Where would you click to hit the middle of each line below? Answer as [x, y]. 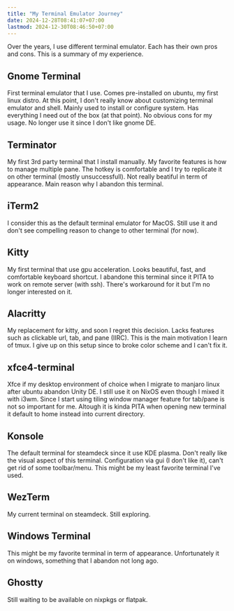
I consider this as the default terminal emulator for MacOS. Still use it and [112, 223]
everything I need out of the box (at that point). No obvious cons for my [110, 116]
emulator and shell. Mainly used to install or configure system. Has [103, 108]
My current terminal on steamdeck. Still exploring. [79, 514]
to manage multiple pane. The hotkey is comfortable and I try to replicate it [115, 169]
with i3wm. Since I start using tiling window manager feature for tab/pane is [116, 399]
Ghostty [25, 583]
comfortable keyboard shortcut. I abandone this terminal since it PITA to [111, 277]
